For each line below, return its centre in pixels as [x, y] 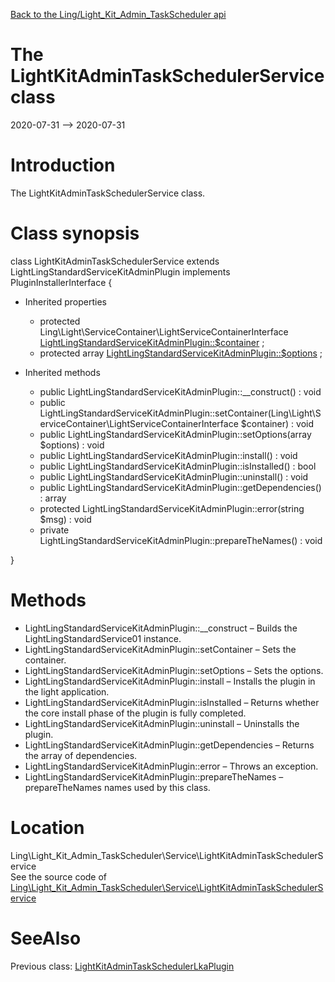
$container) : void [277, 423]
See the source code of [59, 876]
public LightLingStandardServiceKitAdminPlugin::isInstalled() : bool [178, 466]
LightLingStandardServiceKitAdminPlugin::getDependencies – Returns [169, 745]
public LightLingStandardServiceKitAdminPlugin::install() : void [168, 455]
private [54, 530]
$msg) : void [65, 519]
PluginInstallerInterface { [61, 282]
